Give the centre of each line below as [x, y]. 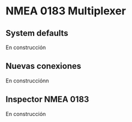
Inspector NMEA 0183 [47, 100]
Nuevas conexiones [43, 66]
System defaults [37, 33]
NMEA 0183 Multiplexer [66, 11]
